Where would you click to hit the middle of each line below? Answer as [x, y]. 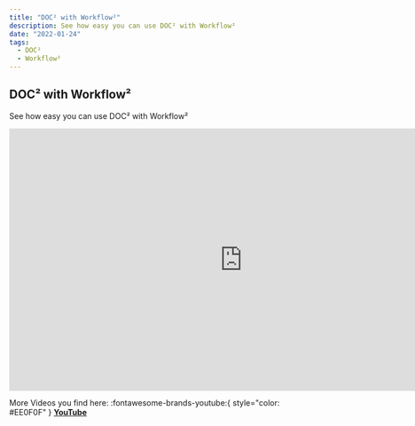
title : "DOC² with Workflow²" [65, 17]
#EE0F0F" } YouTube [48, 413]
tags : [19, 42]
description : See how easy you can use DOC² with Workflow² [123, 26]
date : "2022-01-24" [45, 34]
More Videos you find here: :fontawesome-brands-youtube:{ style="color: [145, 403]
